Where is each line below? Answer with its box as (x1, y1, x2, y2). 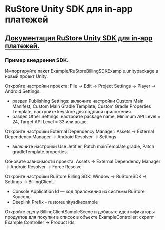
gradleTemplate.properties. (12, 148, 68, 155)
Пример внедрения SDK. (5, 56, 69, 63)
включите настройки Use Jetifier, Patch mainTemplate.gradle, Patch (12, 143, 155, 149)
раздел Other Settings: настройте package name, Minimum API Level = (12, 114, 161, 119)
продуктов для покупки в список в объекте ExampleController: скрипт (5, 214, 154, 220)
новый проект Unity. (5, 73, 48, 79)
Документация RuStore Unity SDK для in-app (5, 34, 153, 42)
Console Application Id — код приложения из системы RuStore (12, 188, 145, 194)
